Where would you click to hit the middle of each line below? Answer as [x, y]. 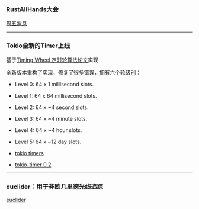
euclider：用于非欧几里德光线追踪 [55, 187]
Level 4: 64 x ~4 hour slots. [48, 130]
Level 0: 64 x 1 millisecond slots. [54, 84]
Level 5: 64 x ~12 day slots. [48, 142]
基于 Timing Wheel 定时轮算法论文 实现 [52, 60]
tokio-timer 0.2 [33, 165]
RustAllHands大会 [33, 9]
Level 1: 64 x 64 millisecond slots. [56, 95]
